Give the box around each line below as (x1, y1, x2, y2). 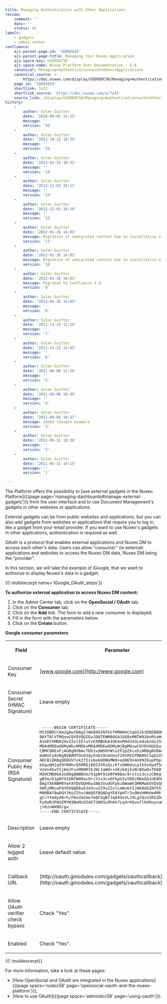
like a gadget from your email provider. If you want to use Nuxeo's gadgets (5, 524, 158, 530)
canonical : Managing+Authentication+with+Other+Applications (14, 68, 143, 73)
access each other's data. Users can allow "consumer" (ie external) (5, 545, 144, 551)
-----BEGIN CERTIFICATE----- (42, 725, 108, 730)
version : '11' (23, 239, 52, 244)
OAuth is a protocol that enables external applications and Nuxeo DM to (5, 539, 152, 545)
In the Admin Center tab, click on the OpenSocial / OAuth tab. (12, 599, 140, 605)
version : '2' (23, 447, 50, 452)
